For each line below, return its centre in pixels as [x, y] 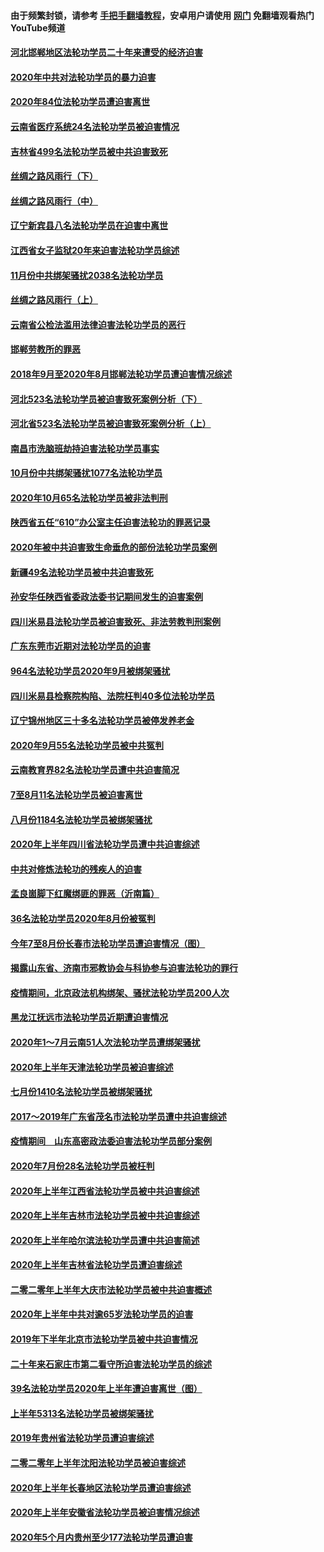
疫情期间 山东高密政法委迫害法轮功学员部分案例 [111, 1141]
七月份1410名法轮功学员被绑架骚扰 [81, 1092]
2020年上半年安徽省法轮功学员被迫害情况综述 [105, 1512]
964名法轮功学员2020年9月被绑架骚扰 [90, 671]
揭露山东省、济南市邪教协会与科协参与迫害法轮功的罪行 [124, 968]
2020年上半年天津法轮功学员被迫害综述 [92, 1067]
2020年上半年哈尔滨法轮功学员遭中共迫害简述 [105, 1240]
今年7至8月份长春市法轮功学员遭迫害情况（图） [108, 943]
